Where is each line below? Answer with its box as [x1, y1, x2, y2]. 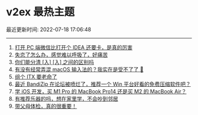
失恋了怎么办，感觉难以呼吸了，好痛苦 [14, 51, 108, 58]
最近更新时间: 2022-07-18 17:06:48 [6, 26, 91, 33]
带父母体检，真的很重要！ [14, 102, 77, 109]
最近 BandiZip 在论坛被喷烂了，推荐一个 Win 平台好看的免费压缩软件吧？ [14, 80, 192, 87]
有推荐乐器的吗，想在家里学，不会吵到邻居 [14, 95, 118, 102]
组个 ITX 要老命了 [14, 73, 58, 80]
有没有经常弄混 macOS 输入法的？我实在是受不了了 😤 [14, 66, 144, 73]
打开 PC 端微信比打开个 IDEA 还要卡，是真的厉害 [14, 43, 133, 50]
